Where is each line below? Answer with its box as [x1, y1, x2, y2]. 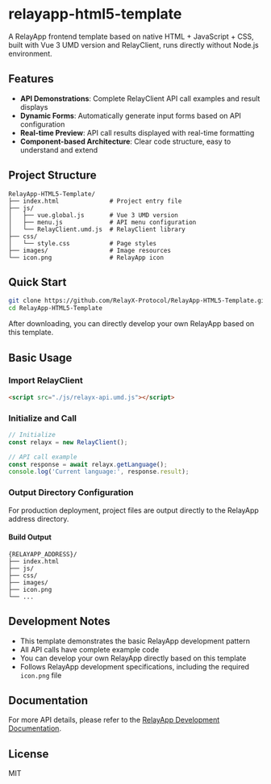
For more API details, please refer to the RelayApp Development [8, 715, 220, 725]
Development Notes [8, 614, 110, 628]
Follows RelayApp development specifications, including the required [19, 661, 250, 671]
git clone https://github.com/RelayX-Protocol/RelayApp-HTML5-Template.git [8, 296, 269, 305]
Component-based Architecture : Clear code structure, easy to [19, 136, 231, 146]
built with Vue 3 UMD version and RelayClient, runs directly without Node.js [8, 40, 260, 49]
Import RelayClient [8, 375, 83, 386]
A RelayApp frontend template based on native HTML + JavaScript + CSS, [8, 31, 254, 41]
